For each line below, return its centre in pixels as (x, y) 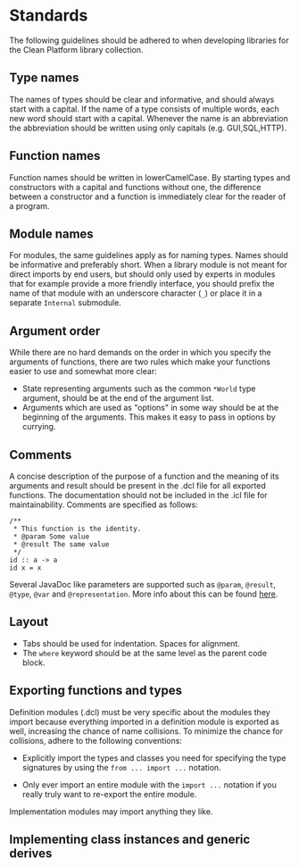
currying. (39, 427)
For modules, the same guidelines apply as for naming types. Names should (149, 255)
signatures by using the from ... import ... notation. (121, 767)
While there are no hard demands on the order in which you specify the (141, 353)
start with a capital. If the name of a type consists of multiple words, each (144, 109)
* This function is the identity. (77, 529)
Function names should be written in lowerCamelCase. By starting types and (150, 177)
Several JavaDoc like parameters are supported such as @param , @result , (143, 584)
